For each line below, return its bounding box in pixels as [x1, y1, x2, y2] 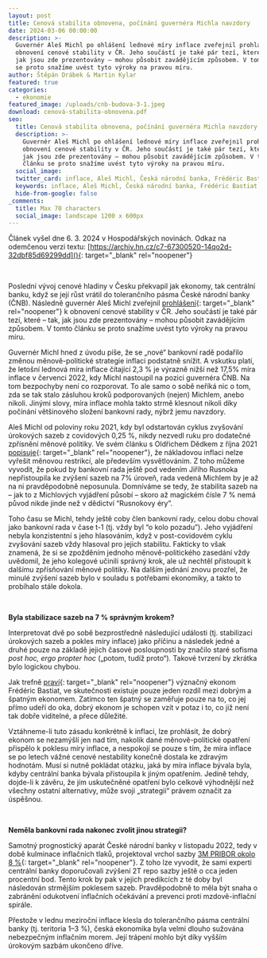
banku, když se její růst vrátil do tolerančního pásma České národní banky [8, 290, 250, 300]
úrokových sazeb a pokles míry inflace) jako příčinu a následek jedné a [8, 637, 240, 646]
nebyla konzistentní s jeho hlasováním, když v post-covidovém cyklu [8, 531, 233, 540]
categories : [8, 85, 48, 94]
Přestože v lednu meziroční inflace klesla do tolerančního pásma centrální [8, 916, 250, 925]
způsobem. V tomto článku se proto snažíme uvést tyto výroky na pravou [8, 324, 248, 333]
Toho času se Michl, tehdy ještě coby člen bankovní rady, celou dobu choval [8, 514, 258, 524]
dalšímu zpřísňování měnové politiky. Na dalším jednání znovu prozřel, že [8, 565, 248, 575]
